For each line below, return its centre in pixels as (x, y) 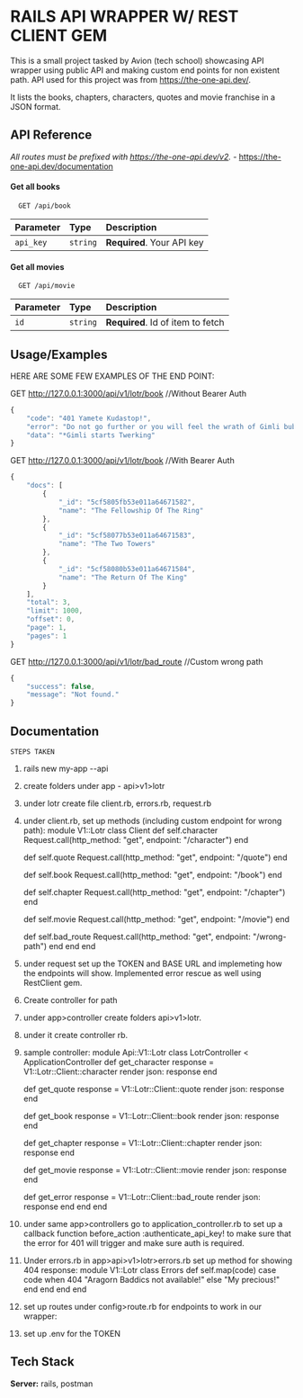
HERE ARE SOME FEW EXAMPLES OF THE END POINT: (112, 376)
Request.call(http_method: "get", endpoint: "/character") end (136, 840)
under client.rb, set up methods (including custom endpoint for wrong (152, 821)
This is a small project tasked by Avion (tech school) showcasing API (137, 60)
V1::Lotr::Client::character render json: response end (120, 1071)
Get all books (36, 187)
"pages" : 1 (47, 636)
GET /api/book (45, 206)
